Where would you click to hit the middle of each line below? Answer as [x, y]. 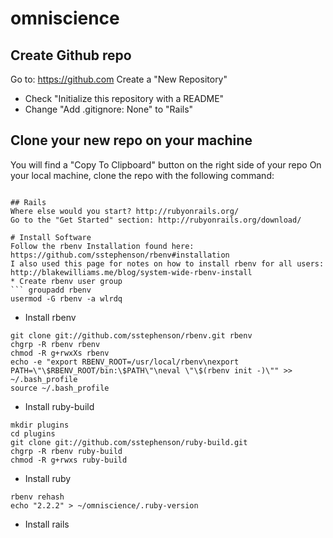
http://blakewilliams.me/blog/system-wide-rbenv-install [131, 272]
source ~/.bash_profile [60, 388]
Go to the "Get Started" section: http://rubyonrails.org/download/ [156, 220]
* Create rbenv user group [66, 281]
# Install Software [51, 237]
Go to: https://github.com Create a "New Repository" [119, 79]
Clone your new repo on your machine [131, 140]
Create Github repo [71, 55]
